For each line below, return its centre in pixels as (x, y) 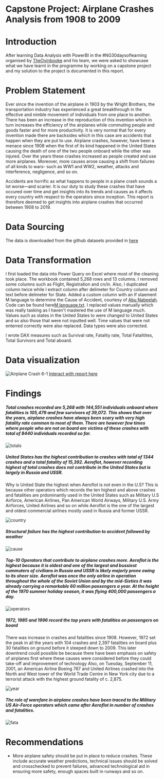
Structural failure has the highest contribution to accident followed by (78, 531)
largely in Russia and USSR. (34, 472)
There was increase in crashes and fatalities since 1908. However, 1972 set (81, 637)
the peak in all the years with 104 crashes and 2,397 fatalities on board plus (81, 643)
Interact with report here (73, 374)
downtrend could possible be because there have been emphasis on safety (81, 653)
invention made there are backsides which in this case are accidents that (79, 135)
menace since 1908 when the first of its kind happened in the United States (81, 146)
